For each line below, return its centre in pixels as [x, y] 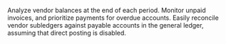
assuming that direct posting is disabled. [67, 33]
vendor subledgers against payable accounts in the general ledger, [106, 25]
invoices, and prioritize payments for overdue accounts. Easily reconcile [113, 18]
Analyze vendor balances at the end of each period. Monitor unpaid [107, 10]
